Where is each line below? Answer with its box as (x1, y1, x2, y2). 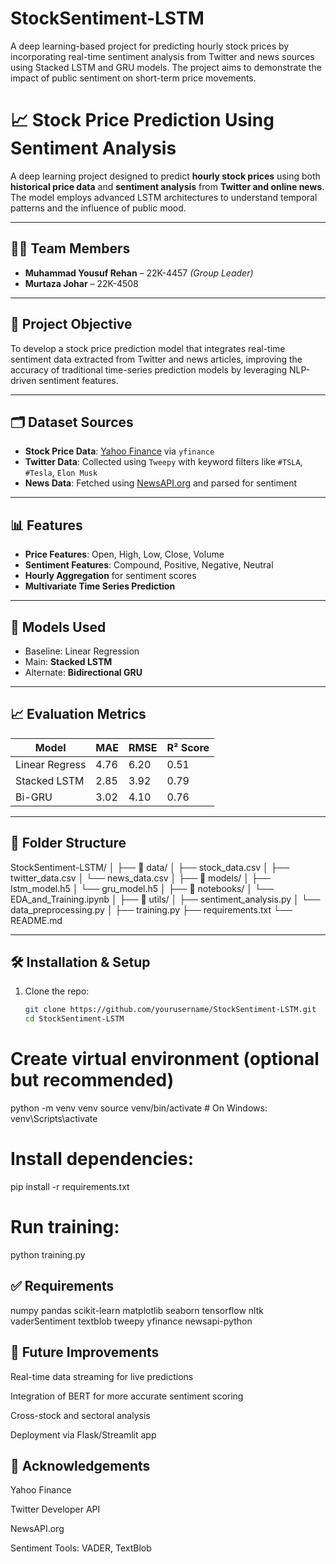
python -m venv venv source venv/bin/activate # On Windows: (10, 1102, 268, 1114)
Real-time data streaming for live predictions (10, 1370, 194, 1382)
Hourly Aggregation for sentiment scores (24, 570, 197, 582)
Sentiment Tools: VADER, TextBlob (10, 1542, 152, 1554)
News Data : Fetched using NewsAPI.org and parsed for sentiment (24, 477, 297, 489)
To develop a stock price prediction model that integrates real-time (10, 342, 286, 354)
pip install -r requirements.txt (10, 1181, 130, 1192)
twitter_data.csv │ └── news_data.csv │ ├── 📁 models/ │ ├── (10, 872, 271, 884)
